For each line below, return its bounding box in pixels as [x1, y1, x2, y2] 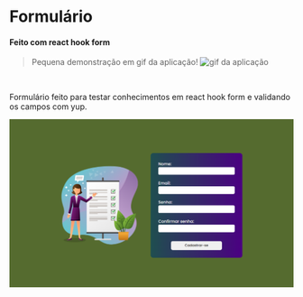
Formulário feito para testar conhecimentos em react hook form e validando [9, 92, 291, 103]
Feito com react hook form [9, 36, 111, 47]
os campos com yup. [9, 101, 87, 112]
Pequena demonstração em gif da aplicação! [31, 57, 198, 68]
